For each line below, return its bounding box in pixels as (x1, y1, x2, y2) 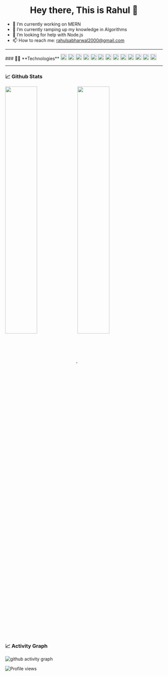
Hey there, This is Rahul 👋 (29, 5, 138, 16)
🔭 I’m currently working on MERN (12, 21, 81, 27)
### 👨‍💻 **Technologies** (5, 55, 59, 62)
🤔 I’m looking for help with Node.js (12, 32, 83, 38)
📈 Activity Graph (5, 642, 48, 649)
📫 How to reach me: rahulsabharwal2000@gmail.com (12, 37, 125, 43)
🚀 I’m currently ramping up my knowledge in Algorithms (12, 26, 127, 32)
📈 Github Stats (5, 73, 42, 80)
